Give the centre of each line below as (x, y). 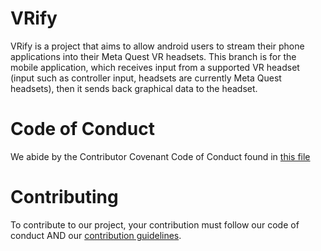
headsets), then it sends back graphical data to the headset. (134, 88)
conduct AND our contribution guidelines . (96, 235)
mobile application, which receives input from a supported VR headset (155, 67)
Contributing (64, 197)
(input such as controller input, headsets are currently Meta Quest (146, 78)
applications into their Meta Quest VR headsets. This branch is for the (153, 56)
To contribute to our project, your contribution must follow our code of (155, 224)
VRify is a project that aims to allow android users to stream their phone (157, 46)
